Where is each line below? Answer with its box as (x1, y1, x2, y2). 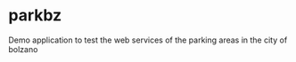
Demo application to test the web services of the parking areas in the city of (8, 35, 288, 45)
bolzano (8, 43, 38, 54)
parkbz (8, 5, 62, 26)
